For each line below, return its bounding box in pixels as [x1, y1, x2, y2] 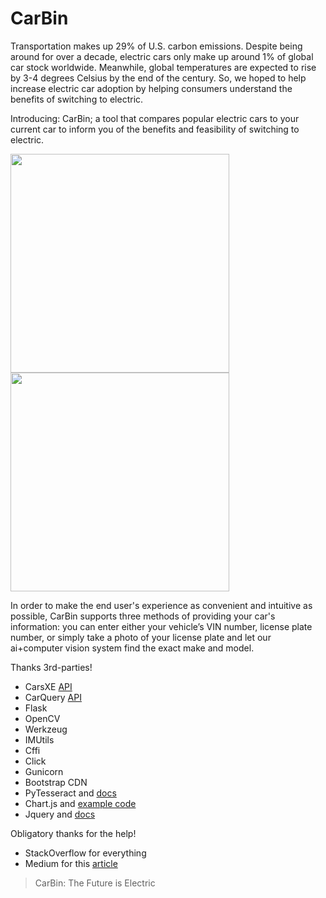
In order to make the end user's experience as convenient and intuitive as [10, 599, 313, 611]
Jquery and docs [24, 808, 96, 820]
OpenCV [24, 712, 61, 724]
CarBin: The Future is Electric [34, 877, 156, 889]
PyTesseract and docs [24, 787, 117, 799]
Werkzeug [24, 723, 68, 735]
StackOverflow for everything [24, 847, 147, 859]
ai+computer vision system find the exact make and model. [10, 642, 255, 654]
